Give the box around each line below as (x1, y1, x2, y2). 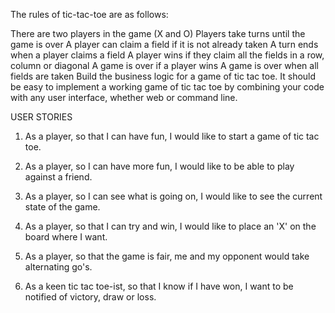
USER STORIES (10, 111, 73, 123)
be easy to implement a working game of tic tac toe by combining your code (10, 81, 325, 93)
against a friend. (24, 171, 93, 183)
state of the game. (24, 201, 101, 213)
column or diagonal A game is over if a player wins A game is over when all (10, 60, 319, 71)
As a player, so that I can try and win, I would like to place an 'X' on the (24, 220, 317, 232)
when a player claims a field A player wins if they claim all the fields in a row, (10, 49, 325, 61)
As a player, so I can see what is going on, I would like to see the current (24, 190, 323, 202)
